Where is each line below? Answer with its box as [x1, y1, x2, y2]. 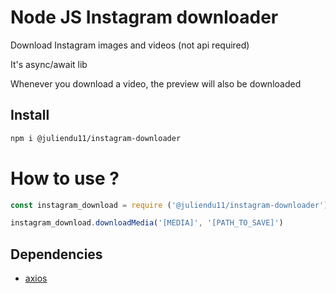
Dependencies [10, 246, 103, 263]
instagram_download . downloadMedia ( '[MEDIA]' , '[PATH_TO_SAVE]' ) [10, 218, 284, 228]
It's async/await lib [10, 58, 88, 70]
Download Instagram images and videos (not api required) [10, 39, 250, 51]
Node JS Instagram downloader [10, 6, 279, 29]
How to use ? [10, 167, 120, 190]
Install [10, 107, 50, 124]
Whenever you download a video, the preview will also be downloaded [10, 77, 302, 90]
